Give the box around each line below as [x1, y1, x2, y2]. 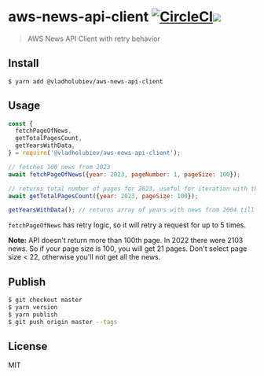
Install [8, 57, 39, 70]
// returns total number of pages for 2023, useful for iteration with [8, 185, 247, 193]
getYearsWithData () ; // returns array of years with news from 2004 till [8, 206, 255, 214]
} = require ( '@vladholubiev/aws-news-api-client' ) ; [8, 149, 181, 157]
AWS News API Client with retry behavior [27, 34, 161, 43]
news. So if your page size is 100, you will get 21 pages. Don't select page [8, 244, 247, 253]
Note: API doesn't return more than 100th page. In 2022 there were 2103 [8, 236, 244, 245]
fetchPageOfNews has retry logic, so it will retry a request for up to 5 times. [8, 220, 246, 230]
